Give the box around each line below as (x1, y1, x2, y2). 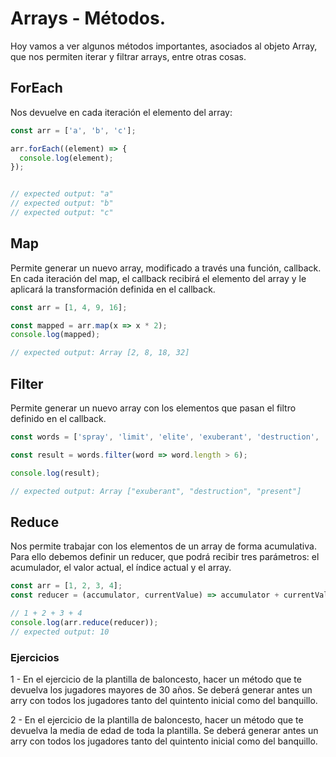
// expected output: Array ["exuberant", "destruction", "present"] (10, 486, 302, 496)
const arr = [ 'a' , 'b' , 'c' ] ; (10, 125, 137, 136)
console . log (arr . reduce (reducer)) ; (10, 617, 159, 627)
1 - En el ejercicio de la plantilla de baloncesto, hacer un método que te (10, 673, 302, 685)
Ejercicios (10, 650, 60, 664)
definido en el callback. (10, 413, 107, 424)
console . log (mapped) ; (10, 330, 101, 340)
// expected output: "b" (10, 198, 114, 209)
